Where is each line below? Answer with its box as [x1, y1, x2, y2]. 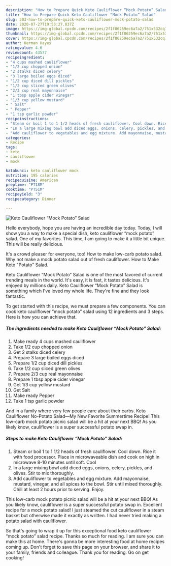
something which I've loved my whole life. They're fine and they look [6, 288, 149, 294]
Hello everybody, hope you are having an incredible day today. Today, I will [6, 224, 162, 231]
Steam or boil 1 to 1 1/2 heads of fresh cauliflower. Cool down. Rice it [13, 448, 156, 455]
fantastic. [6, 293, 25, 299]
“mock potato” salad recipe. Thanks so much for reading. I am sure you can [6, 533, 164, 539]
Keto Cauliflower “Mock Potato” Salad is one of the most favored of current [6, 271, 163, 277]
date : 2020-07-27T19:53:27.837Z [6, 21, 74, 27]
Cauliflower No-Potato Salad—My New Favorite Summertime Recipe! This [6, 413, 160, 419]
